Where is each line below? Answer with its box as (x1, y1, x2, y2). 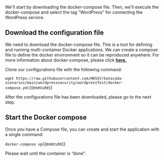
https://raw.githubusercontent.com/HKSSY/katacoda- (16, 76, 124, 81)
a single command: (5, 131, 44, 137)
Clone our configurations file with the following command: (5, 66, 122, 72)
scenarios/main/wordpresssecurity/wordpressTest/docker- (5, 80, 124, 85)
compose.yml (5, 85, 29, 90)
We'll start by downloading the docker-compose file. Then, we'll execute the (5, 4, 159, 10)
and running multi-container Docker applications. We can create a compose (5, 46, 158, 53)
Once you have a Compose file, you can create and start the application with (5, 126, 160, 132)
